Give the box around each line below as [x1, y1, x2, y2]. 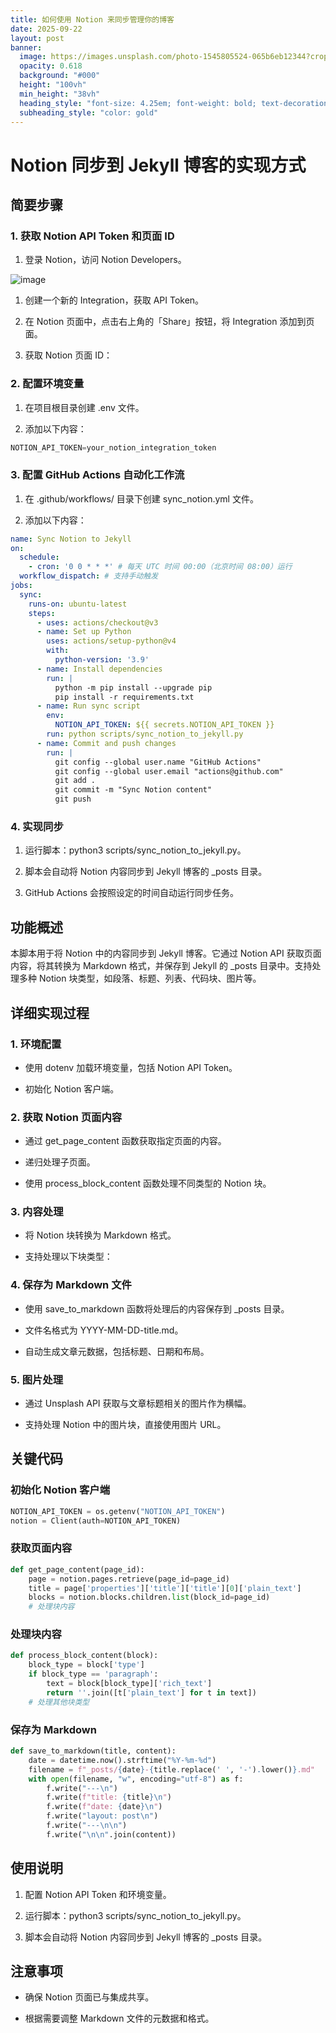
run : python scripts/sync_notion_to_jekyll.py [46, 729, 244, 740]
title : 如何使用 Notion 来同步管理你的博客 [10, 14, 175, 25]
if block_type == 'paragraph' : [28, 1669, 159, 1680]
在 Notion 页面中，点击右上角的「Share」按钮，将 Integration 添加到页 [24, 316, 315, 328]
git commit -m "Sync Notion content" [54, 785, 213, 795]
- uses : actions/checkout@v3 [36, 617, 159, 628]
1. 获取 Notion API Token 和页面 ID [10, 229, 175, 243]
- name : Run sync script [36, 701, 141, 711]
